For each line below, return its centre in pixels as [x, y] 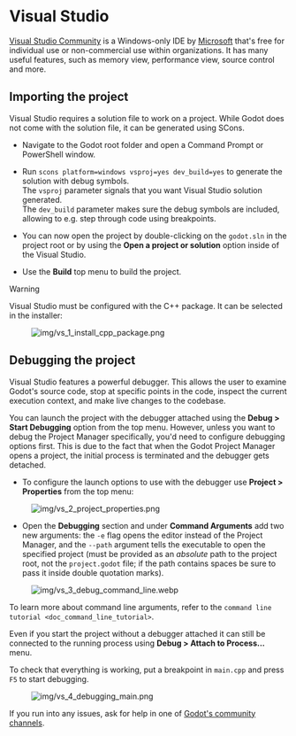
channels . [27, 723]
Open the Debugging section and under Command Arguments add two [153, 525]
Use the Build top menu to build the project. [102, 271]
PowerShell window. [58, 154]
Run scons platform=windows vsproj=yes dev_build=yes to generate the [152, 171]
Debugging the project [72, 360]
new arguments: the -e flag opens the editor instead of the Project [142, 535]
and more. [28, 69]
